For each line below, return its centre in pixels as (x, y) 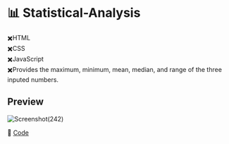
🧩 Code (18, 132)
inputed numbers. (33, 79)
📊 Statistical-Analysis (74, 13)
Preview (26, 102)
